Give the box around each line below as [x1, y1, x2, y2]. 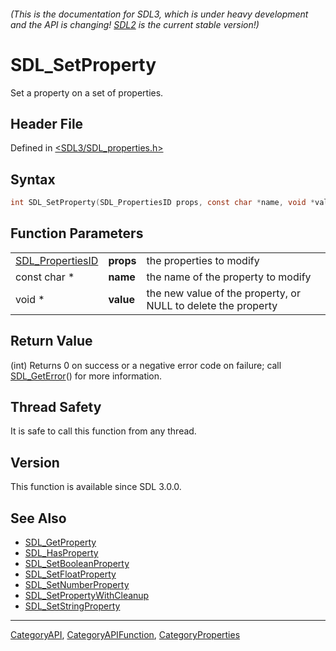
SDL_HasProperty [24, 547, 99, 559]
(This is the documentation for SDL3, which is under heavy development [10, 8, 309, 20]
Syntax [10, 171, 56, 188]
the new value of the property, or [146, 286, 301, 300]
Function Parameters [10, 225, 144, 242]
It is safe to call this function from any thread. [10, 425, 197, 437]
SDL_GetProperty [24, 536, 97, 549]
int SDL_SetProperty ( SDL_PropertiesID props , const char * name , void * [10, 198, 315, 208]
